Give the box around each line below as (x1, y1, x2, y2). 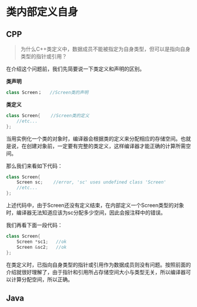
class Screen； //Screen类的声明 (6, 89, 89, 95)
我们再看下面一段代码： (6, 222, 63, 228)
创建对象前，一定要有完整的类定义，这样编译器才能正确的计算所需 (26, 142, 186, 149)
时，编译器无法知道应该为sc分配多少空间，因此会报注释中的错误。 (6, 209, 166, 216)
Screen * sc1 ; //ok (16, 239, 67, 245)
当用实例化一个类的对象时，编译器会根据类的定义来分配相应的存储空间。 (6, 135, 181, 142)
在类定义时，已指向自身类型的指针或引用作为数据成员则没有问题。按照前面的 (6, 261, 191, 268)
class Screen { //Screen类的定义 (6, 112, 90, 118)
